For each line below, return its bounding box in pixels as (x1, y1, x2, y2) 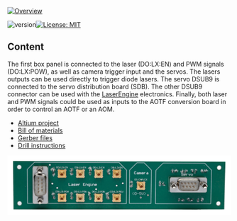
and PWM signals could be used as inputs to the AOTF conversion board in (7, 97, 226, 106)
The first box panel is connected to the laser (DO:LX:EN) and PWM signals (7, 59, 225, 68)
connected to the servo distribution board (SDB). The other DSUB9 (7, 82, 203, 91)
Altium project (17, 118, 59, 127)
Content (7, 41, 45, 53)
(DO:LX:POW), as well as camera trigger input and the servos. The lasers (7, 67, 221, 76)
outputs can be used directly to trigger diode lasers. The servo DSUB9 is (7, 74, 220, 83)
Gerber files (17, 133, 53, 142)
